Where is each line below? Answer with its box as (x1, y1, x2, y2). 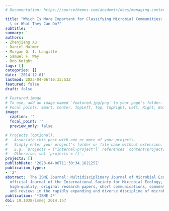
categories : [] (5, 68, 37, 73)
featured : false (5, 82, 39, 87)
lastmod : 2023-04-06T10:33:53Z (5, 77, 71, 82)
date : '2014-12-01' (5, 72, 46, 78)
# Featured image (5, 95, 42, 100)
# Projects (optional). (5, 133, 55, 138)
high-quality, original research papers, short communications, (10, 184, 147, 189)
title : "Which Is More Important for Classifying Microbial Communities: (5, 16, 163, 22)
